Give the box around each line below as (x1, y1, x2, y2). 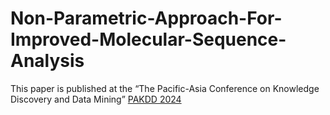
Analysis (10, 50, 85, 72)
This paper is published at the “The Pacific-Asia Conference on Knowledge (10, 82, 320, 94)
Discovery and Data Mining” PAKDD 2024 (10, 93, 182, 105)
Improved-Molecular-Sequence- (10, 28, 287, 51)
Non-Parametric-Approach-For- (10, 7, 283, 30)
